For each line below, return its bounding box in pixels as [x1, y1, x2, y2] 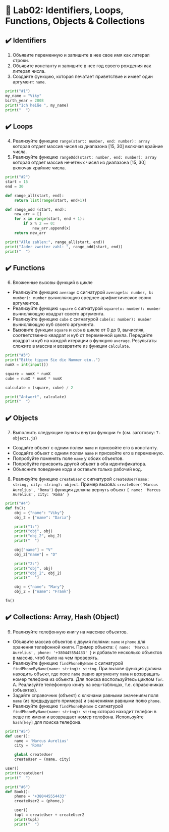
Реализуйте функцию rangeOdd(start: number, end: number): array [12, 154, 157, 160]
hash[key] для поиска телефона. [12, 719, 82, 725]
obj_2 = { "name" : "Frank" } [14, 589, 71, 594]
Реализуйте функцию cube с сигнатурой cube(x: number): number [12, 316, 152, 322]
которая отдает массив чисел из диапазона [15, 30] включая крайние [12, 144, 163, 150]
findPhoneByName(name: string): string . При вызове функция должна [12, 665, 162, 671]
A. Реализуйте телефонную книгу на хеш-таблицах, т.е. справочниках [12, 681, 164, 687]
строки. [12, 58, 29, 63]
